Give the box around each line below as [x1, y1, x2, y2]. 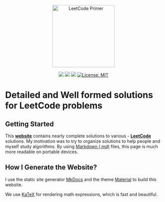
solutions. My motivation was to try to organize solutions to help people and [5, 138, 161, 144]
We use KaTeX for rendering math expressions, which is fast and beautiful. [5, 191, 158, 197]
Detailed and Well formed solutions [5, 90, 153, 101]
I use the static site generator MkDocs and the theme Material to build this [5, 176, 157, 182]
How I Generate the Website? [5, 163, 97, 172]
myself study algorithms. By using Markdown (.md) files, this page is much [5, 144, 158, 149]
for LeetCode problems [5, 100, 103, 111]
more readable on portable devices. [5, 149, 79, 155]
